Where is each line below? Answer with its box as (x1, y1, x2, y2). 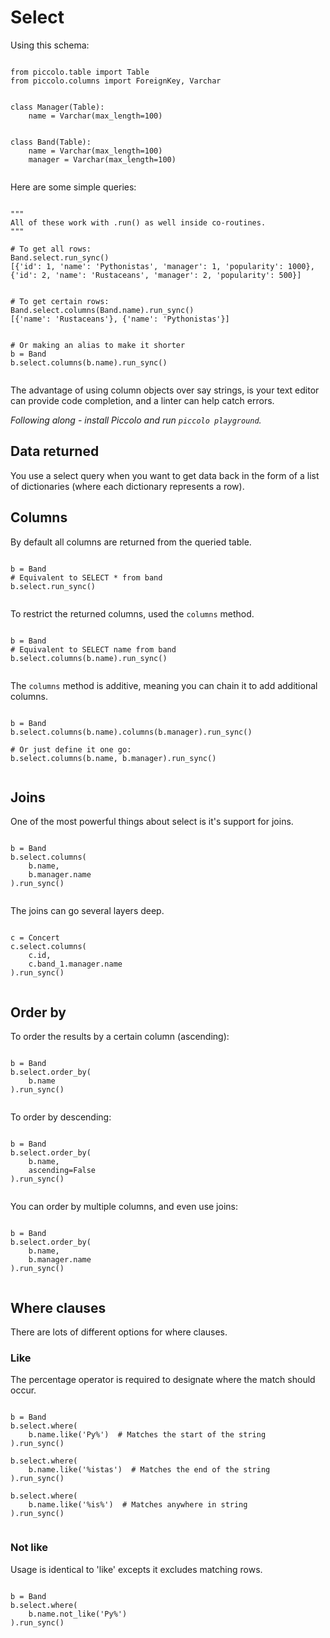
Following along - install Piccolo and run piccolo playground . (10, 414, 262, 426)
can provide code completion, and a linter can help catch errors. (10, 394, 275, 406)
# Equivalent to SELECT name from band (10, 644, 177, 655)
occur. (10, 1384, 37, 1396)
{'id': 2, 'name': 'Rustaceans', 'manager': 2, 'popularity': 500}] (10, 270, 302, 280)
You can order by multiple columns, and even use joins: (10, 1201, 238, 1213)
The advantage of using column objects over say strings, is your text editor (10, 384, 320, 396)
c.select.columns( (10, 942, 87, 952)
